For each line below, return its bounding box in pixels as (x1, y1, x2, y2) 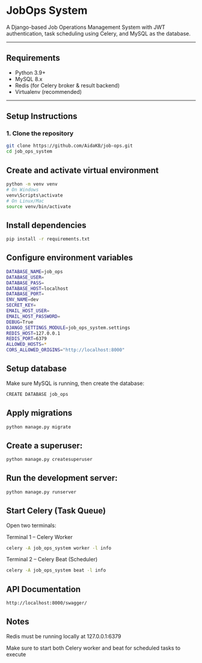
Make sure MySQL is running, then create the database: (6, 380, 144, 387)
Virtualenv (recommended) (14, 88, 82, 95)
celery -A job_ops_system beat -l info (6, 567, 106, 573)
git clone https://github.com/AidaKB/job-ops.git (6, 143, 133, 149)
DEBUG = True (6, 319, 34, 325)
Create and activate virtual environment (6, 165, 159, 175)
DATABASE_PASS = (6, 280, 44, 286)
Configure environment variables (6, 253, 133, 263)
